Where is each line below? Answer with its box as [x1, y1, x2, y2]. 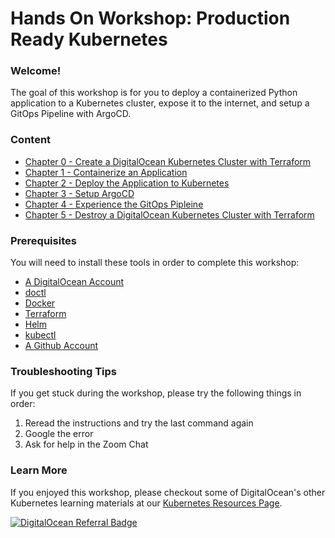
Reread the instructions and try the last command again [24, 417, 254, 429]
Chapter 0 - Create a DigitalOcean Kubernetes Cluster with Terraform [24, 155, 312, 167]
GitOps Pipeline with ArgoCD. [10, 108, 132, 120]
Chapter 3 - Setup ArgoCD [24, 187, 135, 199]
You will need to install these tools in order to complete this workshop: [10, 257, 300, 269]
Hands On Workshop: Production [10, 7, 291, 30]
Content [10, 133, 52, 147]
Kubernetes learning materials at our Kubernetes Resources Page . [10, 497, 283, 509]
